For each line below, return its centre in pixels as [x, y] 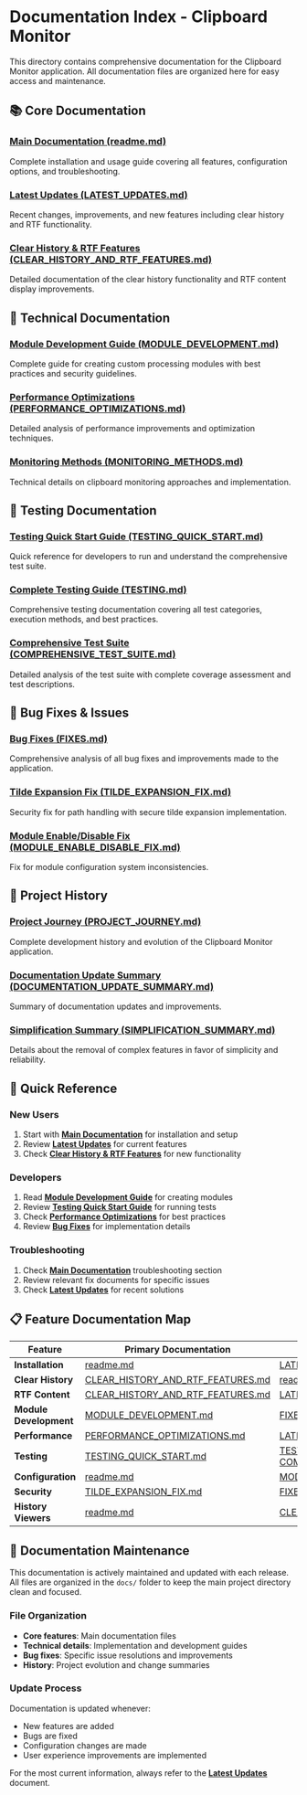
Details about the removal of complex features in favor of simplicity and [144, 1050]
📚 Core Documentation [78, 111]
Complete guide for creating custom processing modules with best [135, 364]
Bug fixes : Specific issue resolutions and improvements [127, 1655]
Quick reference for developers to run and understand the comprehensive [148, 557]
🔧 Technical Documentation [90, 318]
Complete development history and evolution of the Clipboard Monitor [141, 941]
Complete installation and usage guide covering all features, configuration [148, 161]
